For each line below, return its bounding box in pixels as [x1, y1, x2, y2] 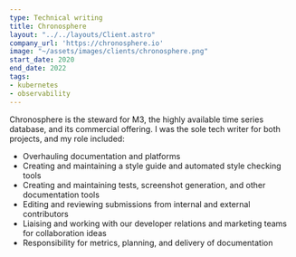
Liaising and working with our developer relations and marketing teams [22, 218, 288, 229]
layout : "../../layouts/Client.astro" [9, 30, 156, 39]
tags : [9, 72, 30, 81]
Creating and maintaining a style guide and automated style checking [22, 160, 282, 171]
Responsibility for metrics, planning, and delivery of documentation [22, 237, 273, 248]
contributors [22, 208, 70, 219]
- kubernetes [9, 81, 59, 90]
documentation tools [22, 189, 100, 200]
